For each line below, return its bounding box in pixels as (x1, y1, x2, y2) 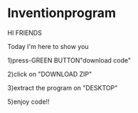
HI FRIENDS (7, 28, 43, 37)
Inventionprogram (7, 5, 116, 21)
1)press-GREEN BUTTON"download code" (7, 55, 132, 65)
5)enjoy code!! (7, 97, 50, 106)
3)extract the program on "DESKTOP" (7, 83, 118, 92)
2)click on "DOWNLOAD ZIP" (7, 70, 92, 78)
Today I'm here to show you (7, 42, 89, 50)
